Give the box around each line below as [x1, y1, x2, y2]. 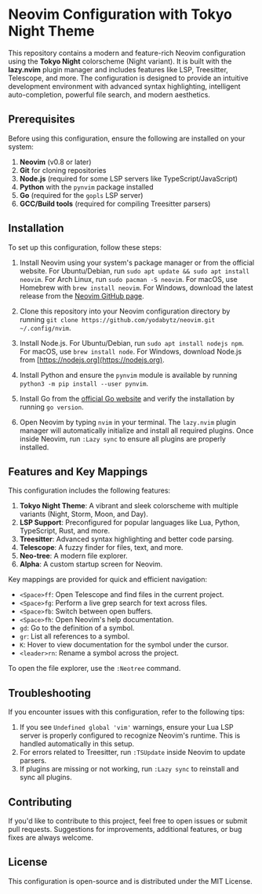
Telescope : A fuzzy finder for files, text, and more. [19, 543, 184, 552]
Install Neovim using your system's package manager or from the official [19, 258, 255, 267]
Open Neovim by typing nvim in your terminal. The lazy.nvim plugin [19, 417, 237, 427]
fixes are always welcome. [8, 833, 94, 842]
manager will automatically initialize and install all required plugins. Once [19, 426, 254, 435]
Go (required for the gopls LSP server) [19, 190, 144, 200]
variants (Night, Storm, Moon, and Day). [19, 509, 149, 519]
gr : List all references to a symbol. [19, 632, 130, 641]
